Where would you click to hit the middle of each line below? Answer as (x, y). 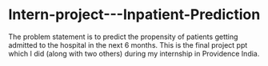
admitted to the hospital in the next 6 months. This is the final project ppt (128, 45)
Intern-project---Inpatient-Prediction (134, 15)
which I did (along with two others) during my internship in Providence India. (134, 53)
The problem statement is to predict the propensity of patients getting (123, 37)
